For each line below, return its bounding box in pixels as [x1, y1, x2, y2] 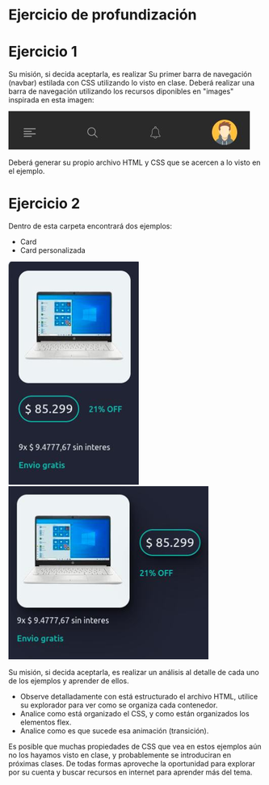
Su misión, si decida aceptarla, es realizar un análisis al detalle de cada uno [8, 668, 260, 678]
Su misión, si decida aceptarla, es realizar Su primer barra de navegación [8, 69, 252, 79]
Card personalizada [19, 246, 86, 255]
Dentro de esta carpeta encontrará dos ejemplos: [8, 221, 172, 231]
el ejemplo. [8, 166, 45, 176]
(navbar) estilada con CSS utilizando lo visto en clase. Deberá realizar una [8, 78, 255, 88]
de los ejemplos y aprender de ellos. [8, 676, 129, 686]
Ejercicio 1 [8, 43, 78, 61]
